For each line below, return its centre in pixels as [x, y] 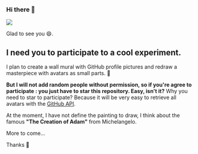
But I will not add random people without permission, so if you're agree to [99, 85]
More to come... [26, 133]
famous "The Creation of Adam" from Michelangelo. [71, 122]
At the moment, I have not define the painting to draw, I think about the [93, 115]
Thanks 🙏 [18, 145]
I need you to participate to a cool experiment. [94, 52]
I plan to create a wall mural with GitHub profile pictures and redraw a [92, 67]
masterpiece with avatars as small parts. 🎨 [58, 73]
